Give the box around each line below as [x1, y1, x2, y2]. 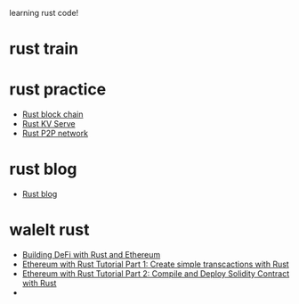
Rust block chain [21, 109, 84, 119]
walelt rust [9, 220, 90, 240]
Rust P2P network [21, 128, 89, 139]
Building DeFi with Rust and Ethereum [21, 250, 161, 259]
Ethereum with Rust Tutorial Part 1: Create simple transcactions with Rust [21, 259, 289, 269]
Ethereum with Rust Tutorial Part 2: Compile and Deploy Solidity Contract [21, 268, 290, 279]
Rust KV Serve [21, 119, 76, 129]
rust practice [9, 79, 107, 100]
